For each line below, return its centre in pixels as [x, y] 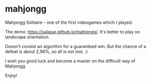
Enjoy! [11, 75]
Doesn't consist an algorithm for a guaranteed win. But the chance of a [76, 46]
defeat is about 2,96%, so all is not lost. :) [46, 51]
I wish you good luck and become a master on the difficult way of [70, 61]
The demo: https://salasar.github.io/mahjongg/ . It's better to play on [73, 32]
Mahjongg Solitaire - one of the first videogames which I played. [69, 22]
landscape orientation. [27, 37]
